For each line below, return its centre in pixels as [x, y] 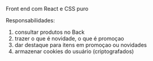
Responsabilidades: [31, 20]
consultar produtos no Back [50, 32]
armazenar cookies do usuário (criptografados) [74, 51]
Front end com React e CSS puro [47, 9]
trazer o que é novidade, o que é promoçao [69, 38]
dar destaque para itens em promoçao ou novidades [81, 45]
